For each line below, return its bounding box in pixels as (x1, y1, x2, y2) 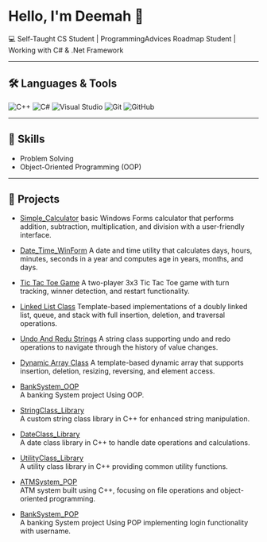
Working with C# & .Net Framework (8, 45, 124, 55)
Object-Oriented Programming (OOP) (19, 162, 141, 172)
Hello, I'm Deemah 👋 (8, 7, 145, 25)
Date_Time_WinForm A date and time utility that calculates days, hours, (19, 246, 253, 255)
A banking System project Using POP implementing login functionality (19, 518, 249, 528)
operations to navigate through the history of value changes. (19, 343, 219, 352)
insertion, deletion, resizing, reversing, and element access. (19, 366, 215, 376)
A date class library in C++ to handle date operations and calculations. (19, 438, 250, 447)
